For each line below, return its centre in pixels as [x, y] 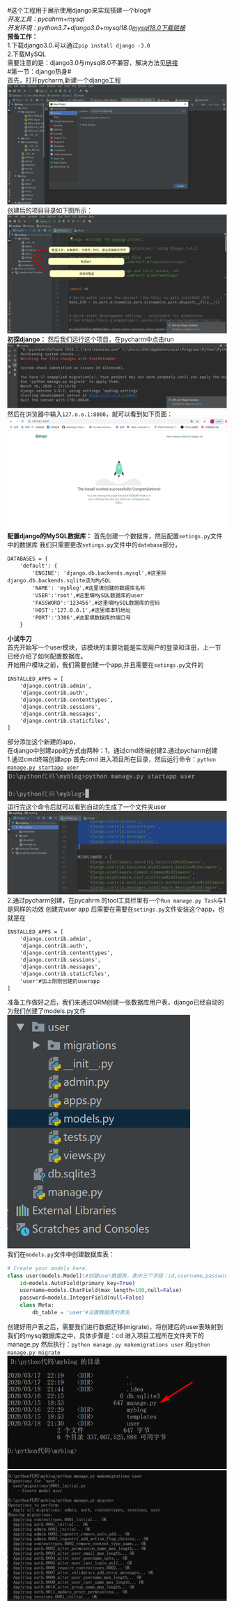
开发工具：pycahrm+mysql [46, 19]
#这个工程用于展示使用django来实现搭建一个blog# [79, 10]
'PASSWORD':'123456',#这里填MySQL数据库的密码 [96, 603]
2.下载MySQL [27, 54]
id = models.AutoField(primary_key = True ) [78, 1283]
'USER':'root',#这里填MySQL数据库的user [88, 595]
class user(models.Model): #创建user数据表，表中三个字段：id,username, [107, 1276]
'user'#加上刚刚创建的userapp [60, 981]
